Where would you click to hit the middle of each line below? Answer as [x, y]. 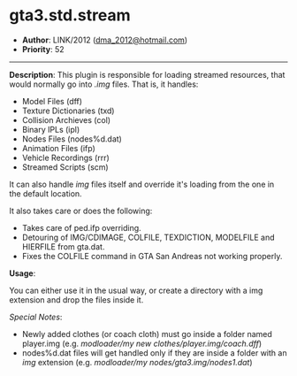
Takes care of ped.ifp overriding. [81, 227]
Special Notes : [36, 317]
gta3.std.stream [70, 15]
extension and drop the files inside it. [76, 299]
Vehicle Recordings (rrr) [66, 157]
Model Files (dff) [52, 101]
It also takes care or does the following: [81, 211]
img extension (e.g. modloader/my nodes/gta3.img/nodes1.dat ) [137, 362]
